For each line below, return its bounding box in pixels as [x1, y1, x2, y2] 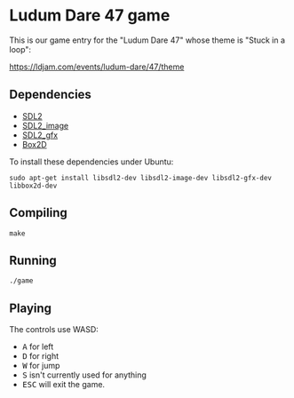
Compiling [9, 205, 68, 220]
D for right [21, 351, 60, 362]
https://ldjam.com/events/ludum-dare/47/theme [9, 61, 185, 72]
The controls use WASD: [9, 324, 99, 335]
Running [9, 252, 58, 267]
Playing [9, 300, 52, 315]
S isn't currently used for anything [21, 370, 147, 380]
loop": [9, 44, 32, 54]
